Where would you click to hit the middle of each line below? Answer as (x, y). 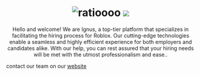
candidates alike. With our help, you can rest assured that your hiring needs (101, 48)
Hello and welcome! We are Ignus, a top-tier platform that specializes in (101, 29)
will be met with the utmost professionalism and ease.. (101, 54)
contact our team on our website (46, 66)
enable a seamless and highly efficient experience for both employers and (101, 42)
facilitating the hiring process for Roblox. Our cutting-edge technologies (101, 35)
